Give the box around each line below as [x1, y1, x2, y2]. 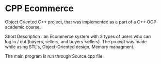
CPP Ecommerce [5, 3, 74, 14]
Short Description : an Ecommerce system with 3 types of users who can [5, 33, 151, 39]
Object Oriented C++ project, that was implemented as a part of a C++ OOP [5, 19, 157, 25]
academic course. [5, 24, 41, 30]
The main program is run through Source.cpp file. [5, 53, 104, 59]
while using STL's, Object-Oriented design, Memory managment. [5, 44, 135, 49]
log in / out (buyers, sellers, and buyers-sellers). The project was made [5, 38, 147, 44]
